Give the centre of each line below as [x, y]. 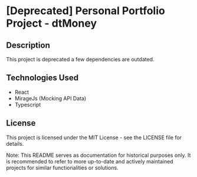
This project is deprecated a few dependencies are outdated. [80, 59]
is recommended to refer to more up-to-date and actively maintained [90, 161]
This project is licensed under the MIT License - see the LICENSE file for [94, 137]
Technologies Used [42, 78]
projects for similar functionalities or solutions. [63, 168]
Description [28, 45]
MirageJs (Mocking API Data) [50, 98]
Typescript [28, 104]
